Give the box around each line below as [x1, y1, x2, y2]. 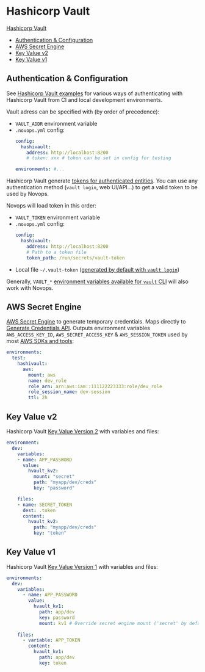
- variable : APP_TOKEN [22, 637, 81, 643]
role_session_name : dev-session [28, 389, 111, 395]
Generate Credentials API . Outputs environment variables [6, 325, 151, 332]
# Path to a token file [26, 249, 87, 255]
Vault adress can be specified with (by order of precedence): [6, 108, 160, 115]
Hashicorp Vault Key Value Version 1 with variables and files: [6, 563, 159, 570]
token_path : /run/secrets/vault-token [26, 255, 125, 261]
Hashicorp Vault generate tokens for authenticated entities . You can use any [6, 177, 198, 184]
